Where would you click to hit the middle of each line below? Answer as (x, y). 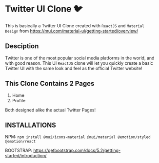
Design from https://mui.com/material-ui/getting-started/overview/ (72, 31)
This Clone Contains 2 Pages (50, 83)
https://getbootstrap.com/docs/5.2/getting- (77, 150)
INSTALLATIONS (30, 125)
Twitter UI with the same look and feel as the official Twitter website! (74, 68)
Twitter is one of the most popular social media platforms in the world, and (80, 58)
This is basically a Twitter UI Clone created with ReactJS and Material (75, 26)
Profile (19, 100)
